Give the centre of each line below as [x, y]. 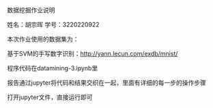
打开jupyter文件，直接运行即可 [50, 97]
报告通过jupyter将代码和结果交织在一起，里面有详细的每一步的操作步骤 [106, 83]
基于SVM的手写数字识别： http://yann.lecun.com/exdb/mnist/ [93, 54]
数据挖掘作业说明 [31, 10]
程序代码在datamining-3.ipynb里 [53, 68]
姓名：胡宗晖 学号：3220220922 [54, 25]
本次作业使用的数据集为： [43, 39]
